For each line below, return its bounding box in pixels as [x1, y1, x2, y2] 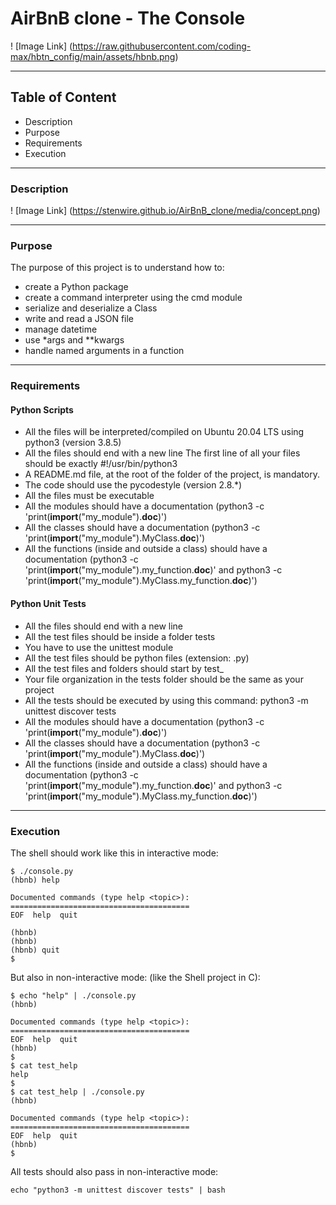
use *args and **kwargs [24, 334, 125, 346]
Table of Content [10, 89, 117, 106]
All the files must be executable [24, 490, 155, 502]
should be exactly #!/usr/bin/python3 [24, 458, 178, 470]
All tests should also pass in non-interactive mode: [10, 1165, 219, 1177]
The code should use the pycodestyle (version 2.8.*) [24, 479, 243, 491]
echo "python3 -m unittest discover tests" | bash [10, 1185, 226, 1195]
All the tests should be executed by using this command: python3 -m [24, 694, 309, 706]
